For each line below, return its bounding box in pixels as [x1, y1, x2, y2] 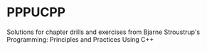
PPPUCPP [6, 4, 65, 21]
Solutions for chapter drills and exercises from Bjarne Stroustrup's [6, 28, 201, 36]
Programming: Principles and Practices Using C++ [6, 35, 154, 43]
